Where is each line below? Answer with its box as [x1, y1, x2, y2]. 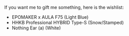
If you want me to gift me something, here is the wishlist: [4, 5, 124, 10]
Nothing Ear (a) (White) [11, 25, 61, 31]
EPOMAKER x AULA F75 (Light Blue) [11, 14, 89, 20]
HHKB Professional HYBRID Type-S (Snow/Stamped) [11, 20, 124, 25]
